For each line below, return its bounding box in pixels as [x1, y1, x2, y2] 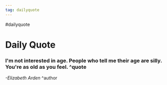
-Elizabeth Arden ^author [5, 75, 58, 81]
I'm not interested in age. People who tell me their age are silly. [5, 57, 162, 64]
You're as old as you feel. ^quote [5, 63, 87, 70]
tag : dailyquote [5, 7, 39, 13]
